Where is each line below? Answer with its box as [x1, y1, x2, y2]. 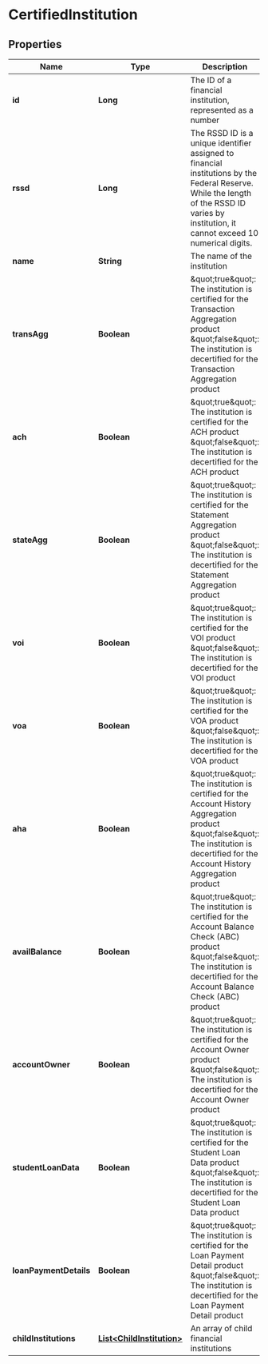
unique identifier [190, 138, 252, 149]
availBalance [12, 946, 62, 957]
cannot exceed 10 [190, 228, 259, 238]
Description [202, 62, 248, 72]
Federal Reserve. [190, 177, 254, 189]
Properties [8, 38, 62, 51]
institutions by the [190, 168, 258, 178]
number [190, 114, 220, 126]
